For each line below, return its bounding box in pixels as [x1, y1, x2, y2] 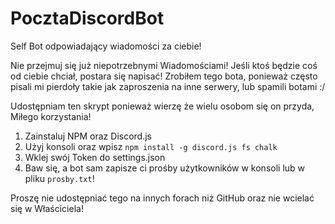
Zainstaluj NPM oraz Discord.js [24, 130, 152, 142]
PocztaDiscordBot [10, 7, 165, 30]
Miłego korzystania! [10, 110, 92, 122]
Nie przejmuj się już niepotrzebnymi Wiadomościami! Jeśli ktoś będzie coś [10, 59, 318, 71]
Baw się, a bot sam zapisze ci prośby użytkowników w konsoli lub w [24, 162, 306, 174]
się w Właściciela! [10, 202, 84, 214]
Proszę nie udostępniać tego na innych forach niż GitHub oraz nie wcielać [10, 192, 315, 204]
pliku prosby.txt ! [24, 172, 95, 184]
